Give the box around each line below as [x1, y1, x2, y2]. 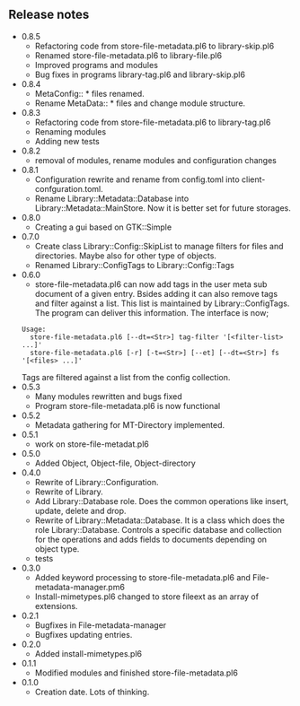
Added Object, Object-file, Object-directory [34, 458, 197, 468]
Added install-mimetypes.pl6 [34, 648, 143, 658]
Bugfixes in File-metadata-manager [34, 619, 167, 631]
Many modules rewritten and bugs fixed [34, 390, 182, 402]
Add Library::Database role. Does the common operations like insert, [34, 495, 289, 506]
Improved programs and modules [34, 59, 159, 70]
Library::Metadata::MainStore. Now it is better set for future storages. [34, 202, 291, 214]
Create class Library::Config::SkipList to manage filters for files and [34, 240, 284, 251]
